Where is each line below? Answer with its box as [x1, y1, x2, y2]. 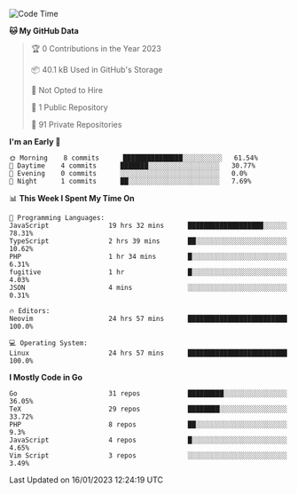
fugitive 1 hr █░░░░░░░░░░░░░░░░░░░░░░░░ [9, 268, 288, 277]
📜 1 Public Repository [30, 102, 108, 113]
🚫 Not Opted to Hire [30, 85, 104, 95]
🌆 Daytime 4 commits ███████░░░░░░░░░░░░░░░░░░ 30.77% [9, 161, 255, 170]
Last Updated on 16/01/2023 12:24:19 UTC [9, 474, 164, 485]
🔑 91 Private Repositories [30, 120, 122, 129]
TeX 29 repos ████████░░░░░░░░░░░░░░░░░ [9, 404, 288, 413]
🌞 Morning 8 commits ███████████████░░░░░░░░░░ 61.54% [9, 153, 259, 162]
